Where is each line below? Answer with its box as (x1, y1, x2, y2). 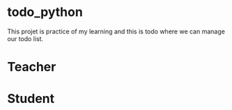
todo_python (7, 4, 84, 20)
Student (7, 91, 55, 107)
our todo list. (7, 34, 44, 42)
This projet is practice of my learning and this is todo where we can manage (7, 27, 225, 36)
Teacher (7, 59, 56, 75)
